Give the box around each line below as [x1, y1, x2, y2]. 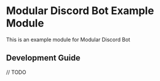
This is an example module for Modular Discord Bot [6, 36, 131, 43]
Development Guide [6, 53, 81, 63]
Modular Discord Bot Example [6, 4, 154, 18]
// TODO [6, 69, 26, 76]
